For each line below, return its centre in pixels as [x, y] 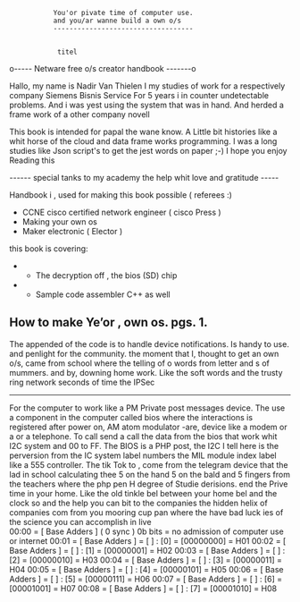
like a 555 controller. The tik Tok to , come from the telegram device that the [149, 464]
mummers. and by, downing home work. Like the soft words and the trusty [146, 372]
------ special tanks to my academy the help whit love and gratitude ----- [144, 178]
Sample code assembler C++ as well [103, 294]
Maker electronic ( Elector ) [72, 231]
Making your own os [60, 222]
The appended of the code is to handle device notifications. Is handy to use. [150, 343]
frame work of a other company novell [79, 114]
